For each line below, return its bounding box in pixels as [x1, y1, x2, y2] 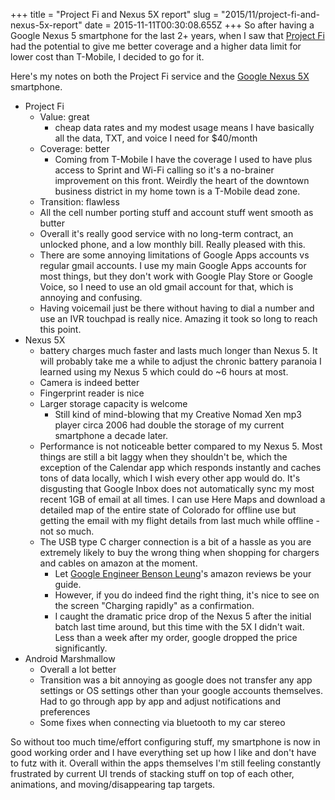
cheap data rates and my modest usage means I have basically [54, 122, 315, 133]
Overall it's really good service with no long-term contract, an [39, 228, 294, 239]
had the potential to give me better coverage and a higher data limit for [10, 40, 302, 52]
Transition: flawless [39, 196, 120, 208]
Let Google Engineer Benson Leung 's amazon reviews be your [54, 568, 312, 579]
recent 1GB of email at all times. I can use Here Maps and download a [39, 494, 326, 505]
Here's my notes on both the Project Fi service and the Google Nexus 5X [10, 70, 310, 82]
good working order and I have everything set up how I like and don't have [10, 747, 317, 758]
